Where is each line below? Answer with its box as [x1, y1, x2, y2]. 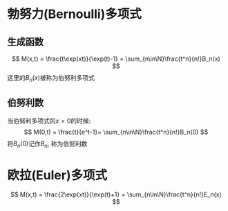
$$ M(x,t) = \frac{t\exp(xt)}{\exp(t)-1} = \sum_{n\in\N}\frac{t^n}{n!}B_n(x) [11, 54, 221, 63]
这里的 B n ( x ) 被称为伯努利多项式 [7, 74, 95, 83]
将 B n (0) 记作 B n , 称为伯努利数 [7, 139, 88, 149]
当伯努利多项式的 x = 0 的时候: [7, 117, 91, 125]
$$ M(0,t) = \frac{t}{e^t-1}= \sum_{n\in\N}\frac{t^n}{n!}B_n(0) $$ [23, 128, 209, 136]
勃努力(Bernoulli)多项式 [7, 6, 142, 22]
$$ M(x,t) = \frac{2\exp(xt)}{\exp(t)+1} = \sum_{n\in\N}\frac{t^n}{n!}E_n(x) [10, 190, 222, 199]
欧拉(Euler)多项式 [7, 167, 108, 183]
